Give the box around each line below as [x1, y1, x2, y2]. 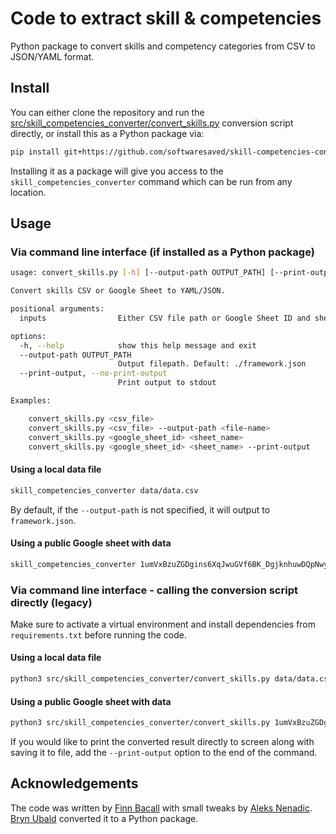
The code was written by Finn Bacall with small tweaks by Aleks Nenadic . [10, 802, 313, 814]
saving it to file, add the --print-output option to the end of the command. [10, 747, 318, 759]
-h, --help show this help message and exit [19, 340, 257, 351]
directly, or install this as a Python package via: [10, 127, 205, 139]
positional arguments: [10, 304, 105, 314]
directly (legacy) [10, 595, 93, 609]
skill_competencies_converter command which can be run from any [10, 175, 293, 187]
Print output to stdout [117, 378, 217, 388]
